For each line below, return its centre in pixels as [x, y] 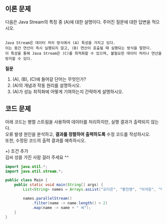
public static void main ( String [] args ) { [59, 185]
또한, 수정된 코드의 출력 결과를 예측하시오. [45, 140]
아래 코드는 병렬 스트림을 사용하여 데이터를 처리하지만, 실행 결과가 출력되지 [78, 121]
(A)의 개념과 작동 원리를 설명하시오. [46, 85]
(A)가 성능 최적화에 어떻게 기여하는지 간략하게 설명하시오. [68, 92]
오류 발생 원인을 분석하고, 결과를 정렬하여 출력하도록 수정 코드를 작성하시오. [78, 134]
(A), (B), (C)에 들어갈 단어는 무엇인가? [49, 79]
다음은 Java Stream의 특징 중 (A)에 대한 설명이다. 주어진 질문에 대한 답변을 [78, 22]
